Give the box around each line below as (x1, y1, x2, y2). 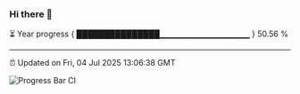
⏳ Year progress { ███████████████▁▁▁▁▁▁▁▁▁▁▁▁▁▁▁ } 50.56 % (9, 28, 288, 39)
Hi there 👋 (9, 8, 54, 20)
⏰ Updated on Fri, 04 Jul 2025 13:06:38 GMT (9, 58, 176, 68)
